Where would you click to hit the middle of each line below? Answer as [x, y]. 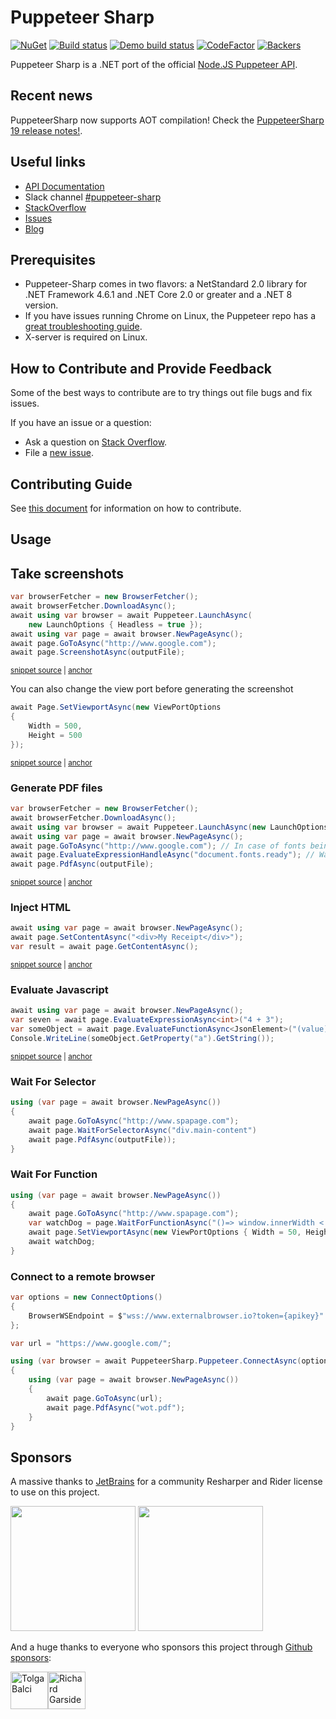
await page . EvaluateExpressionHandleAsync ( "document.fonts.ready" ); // [162, 855]
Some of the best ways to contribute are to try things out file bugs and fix [161, 393]
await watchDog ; [62, 1242]
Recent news [51, 96]
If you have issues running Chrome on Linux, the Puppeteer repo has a [170, 316]
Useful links [48, 162]
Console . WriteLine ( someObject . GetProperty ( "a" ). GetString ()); [142, 1038]
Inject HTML [41, 908]
